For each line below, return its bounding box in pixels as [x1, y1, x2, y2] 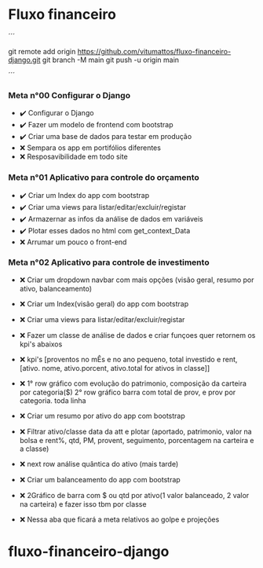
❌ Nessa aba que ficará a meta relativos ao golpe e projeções [19, 515, 220, 524]
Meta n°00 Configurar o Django [8, 90, 131, 101]
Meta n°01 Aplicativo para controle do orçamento [8, 172, 200, 183]
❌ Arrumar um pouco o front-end [19, 237, 127, 247]
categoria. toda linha [19, 395, 86, 405]
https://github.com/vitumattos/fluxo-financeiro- [77, 46, 232, 56]
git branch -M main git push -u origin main [42, 55, 179, 64]
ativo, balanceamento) [19, 284, 93, 293]
